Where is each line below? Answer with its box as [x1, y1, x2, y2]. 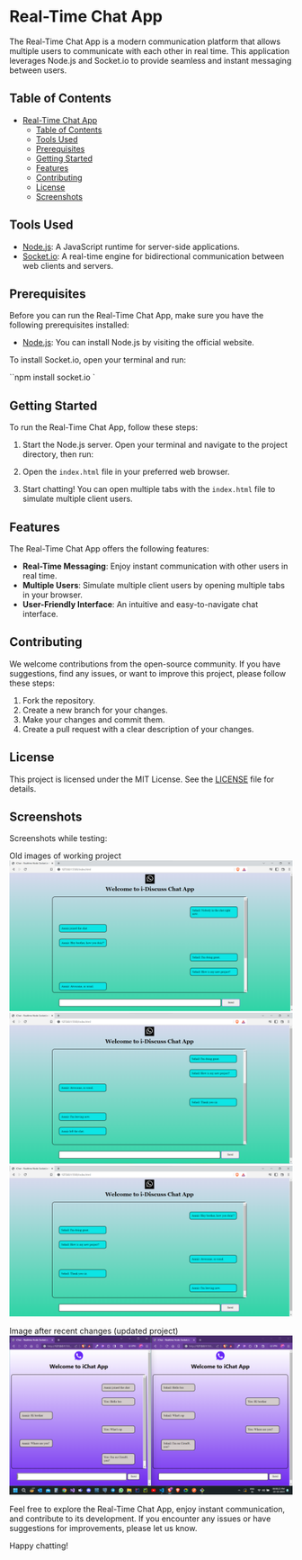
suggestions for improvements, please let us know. [9, 1523, 198, 1534]
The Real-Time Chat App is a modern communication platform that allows [9, 36, 281, 47]
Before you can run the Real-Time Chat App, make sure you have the [9, 310, 264, 321]
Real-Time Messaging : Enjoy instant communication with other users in [22, 560, 289, 571]
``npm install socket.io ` [9, 372, 96, 383]
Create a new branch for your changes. [22, 704, 168, 715]
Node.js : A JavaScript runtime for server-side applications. [22, 241, 240, 252]
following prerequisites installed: [9, 319, 129, 330]
